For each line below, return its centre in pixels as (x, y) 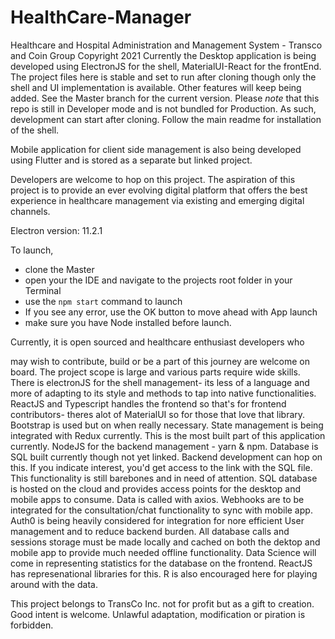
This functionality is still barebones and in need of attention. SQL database (164, 478)
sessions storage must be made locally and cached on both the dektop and (165, 542)
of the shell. (35, 130)
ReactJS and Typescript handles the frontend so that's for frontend (148, 403)
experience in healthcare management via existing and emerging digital (157, 200)
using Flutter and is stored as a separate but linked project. (131, 160)
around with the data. (54, 584)
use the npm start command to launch (103, 301)
